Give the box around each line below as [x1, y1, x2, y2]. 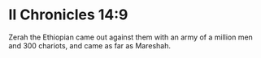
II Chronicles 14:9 [8, 6, 128, 24]
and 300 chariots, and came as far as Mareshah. [8, 40, 171, 50]
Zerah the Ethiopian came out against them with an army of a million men [8, 32, 254, 42]
